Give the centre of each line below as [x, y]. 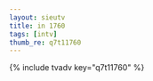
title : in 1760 [37, 26]
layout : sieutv [37, 17]
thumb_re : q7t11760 [45, 42]
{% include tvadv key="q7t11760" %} [77, 68]
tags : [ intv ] [33, 34]
